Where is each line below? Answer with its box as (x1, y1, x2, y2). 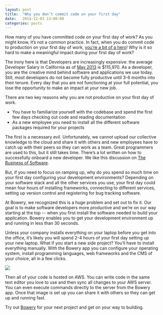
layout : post (5, 7, 32, 12)
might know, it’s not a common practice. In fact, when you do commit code (5, 39, 155, 45)
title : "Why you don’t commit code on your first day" (5, 12, 121, 17)
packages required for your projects (12, 125, 85, 131)
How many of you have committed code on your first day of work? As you (5, 34, 153, 40)
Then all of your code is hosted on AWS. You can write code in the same (5, 274, 150, 280)
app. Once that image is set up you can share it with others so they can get (5, 290, 156, 295)
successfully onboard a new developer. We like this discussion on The (5, 155, 146, 161)
